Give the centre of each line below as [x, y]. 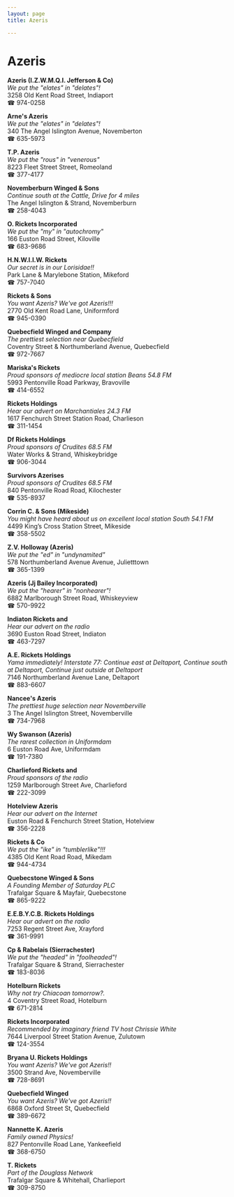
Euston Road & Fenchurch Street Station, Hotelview [81, 821]
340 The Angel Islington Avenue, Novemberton [75, 131]
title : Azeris [28, 20]
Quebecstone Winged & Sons [51, 878]
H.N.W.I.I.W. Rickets [37, 260]
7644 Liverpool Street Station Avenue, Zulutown [76, 1037]
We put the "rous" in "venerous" [53, 160]
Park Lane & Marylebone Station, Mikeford [68, 275]
